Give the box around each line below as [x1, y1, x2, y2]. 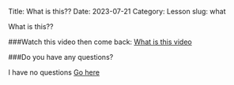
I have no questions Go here [8, 68, 100, 77]
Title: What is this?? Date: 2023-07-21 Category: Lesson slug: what [8, 7, 227, 16]
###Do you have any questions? [8, 53, 114, 61]
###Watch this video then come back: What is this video [8, 37, 192, 46]
